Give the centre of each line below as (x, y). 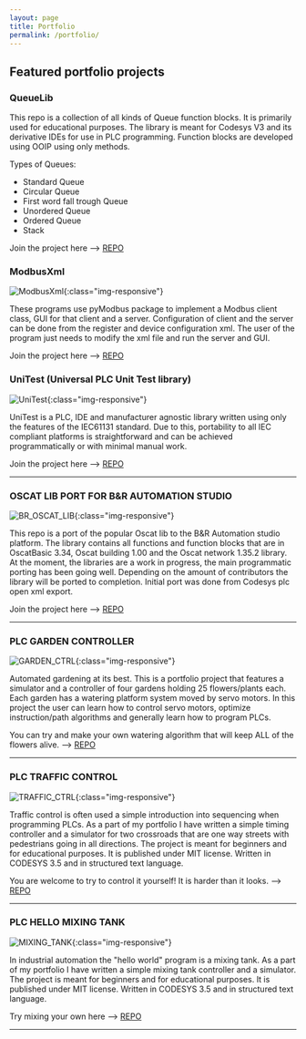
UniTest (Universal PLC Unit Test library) (100, 379)
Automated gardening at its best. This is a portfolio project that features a (147, 679)
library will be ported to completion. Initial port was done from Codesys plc (150, 581)
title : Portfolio (42, 26)
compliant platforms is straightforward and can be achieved (121, 436)
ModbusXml (37, 272)
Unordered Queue (56, 211)
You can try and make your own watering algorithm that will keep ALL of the (152, 736)
